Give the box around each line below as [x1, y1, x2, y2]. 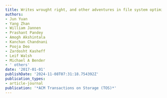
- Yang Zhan [5, 21, 30, 26]
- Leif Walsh [5, 53, 32, 58]
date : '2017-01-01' [5, 67, 46, 72]
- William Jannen [5, 26, 41, 31]
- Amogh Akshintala [5, 35, 46, 40]
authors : [5, 12, 23, 17]
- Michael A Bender [5, 58, 46, 63]
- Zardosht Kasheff [5, 49, 46, 53]
